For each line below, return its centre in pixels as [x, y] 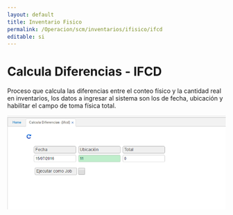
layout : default [31, 15]
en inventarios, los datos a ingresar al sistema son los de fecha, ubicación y [115, 98]
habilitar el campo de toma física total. [62, 106]
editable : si [26, 37]
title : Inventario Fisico [44, 22]
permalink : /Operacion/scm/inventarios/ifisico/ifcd [85, 29]
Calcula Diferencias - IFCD [85, 72]
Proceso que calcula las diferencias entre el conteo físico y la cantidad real [114, 91]
